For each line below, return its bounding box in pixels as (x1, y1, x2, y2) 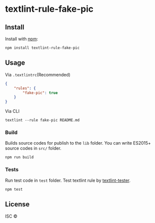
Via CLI (5, 108, 20, 114)
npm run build (5, 155, 34, 160)
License (5, 200, 30, 209)
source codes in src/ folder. (5, 146, 62, 151)
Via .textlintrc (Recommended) (5, 72, 71, 77)
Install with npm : (5, 36, 38, 42)
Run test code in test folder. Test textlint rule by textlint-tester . (5, 177, 131, 183)
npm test (5, 187, 23, 192)
